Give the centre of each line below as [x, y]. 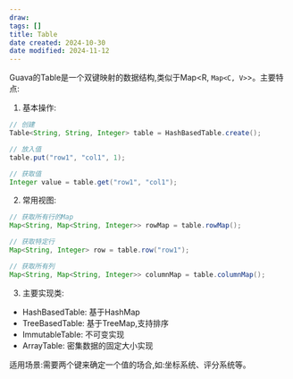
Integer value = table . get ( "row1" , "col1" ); [93, 182]
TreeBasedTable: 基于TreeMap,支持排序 [96, 323]
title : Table [33, 34]
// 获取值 [25, 174]
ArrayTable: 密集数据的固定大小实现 [88, 345]
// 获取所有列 [32, 266]
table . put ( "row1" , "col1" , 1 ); [67, 158]
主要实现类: [43, 293]
